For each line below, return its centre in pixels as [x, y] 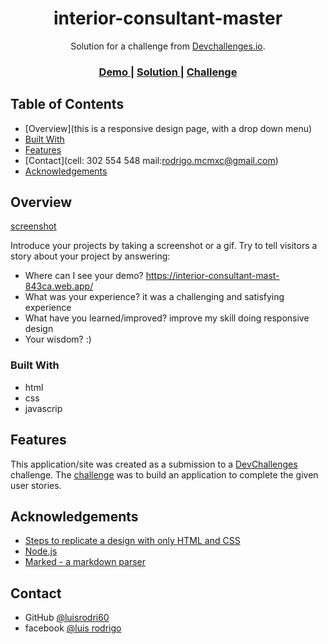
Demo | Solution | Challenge [168, 72]
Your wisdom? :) [58, 339]
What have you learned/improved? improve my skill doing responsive [167, 318]
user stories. [36, 485]
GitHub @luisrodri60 [67, 618]
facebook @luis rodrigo [73, 628]
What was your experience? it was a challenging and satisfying [154, 297]
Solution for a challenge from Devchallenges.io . [168, 46]
